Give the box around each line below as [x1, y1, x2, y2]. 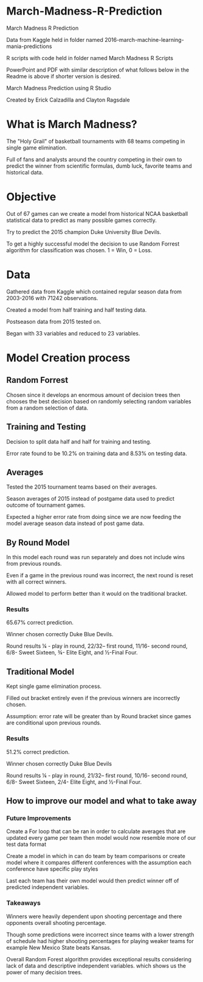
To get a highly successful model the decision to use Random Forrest [6, 240, 180, 247]
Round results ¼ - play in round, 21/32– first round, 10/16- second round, [6, 772, 188, 779]
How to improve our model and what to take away [6, 795, 197, 806]
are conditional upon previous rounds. [6, 719, 101, 727]
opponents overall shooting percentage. [6, 919, 106, 926]
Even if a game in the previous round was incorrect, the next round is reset [6, 572, 193, 579]
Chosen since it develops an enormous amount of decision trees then [6, 391, 181, 399]
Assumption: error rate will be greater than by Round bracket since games [6, 713, 191, 720]
